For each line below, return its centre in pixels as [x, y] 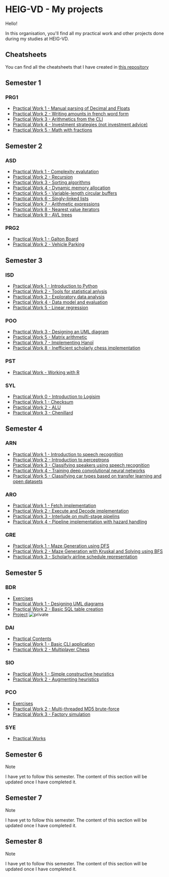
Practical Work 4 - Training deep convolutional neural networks [79, 470]
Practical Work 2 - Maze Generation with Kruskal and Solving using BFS [88, 551]
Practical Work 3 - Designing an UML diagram [61, 332]
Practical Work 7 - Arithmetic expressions [56, 204]
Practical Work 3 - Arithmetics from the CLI [58, 119]
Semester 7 [24, 798]
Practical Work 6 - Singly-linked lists [50, 199]
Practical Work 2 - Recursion [43, 177]
